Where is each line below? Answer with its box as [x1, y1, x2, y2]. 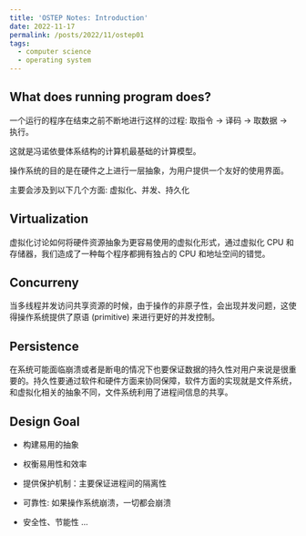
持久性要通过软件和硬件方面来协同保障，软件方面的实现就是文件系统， [33, 376, 297, 387]
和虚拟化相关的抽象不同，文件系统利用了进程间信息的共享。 [9, 387, 233, 397]
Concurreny [9, 275, 79, 291]
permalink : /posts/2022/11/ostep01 [9, 30, 145, 39]
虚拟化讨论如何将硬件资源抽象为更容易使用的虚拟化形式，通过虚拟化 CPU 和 [9, 236, 294, 247]
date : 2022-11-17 [9, 22, 76, 31]
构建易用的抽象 [22, 439, 79, 450]
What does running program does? [9, 89, 212, 105]
